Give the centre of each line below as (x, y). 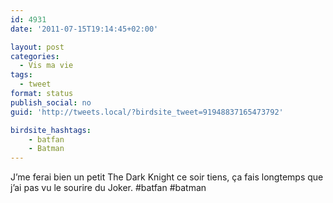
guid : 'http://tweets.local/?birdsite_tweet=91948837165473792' (147, 112)
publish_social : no (51, 102)
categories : (35, 56)
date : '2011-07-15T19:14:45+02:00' (84, 29)
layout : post (37, 47)
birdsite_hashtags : (51, 130)
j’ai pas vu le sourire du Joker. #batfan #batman (108, 188)
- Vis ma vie (46, 66)
